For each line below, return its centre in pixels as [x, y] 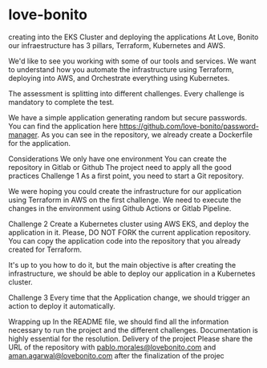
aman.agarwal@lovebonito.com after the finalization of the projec [116, 355]
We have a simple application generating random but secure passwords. [128, 117]
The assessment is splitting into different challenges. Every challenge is [126, 93]
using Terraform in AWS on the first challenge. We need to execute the [125, 200]
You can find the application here [63, 126]
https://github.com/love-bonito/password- [189, 126]
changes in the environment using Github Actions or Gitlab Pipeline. [120, 208]
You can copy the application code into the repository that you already [124, 241]
